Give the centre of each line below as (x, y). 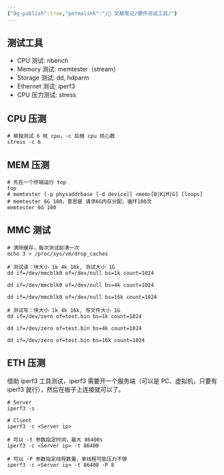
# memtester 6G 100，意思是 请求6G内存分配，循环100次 (80, 202)
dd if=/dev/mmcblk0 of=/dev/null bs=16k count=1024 (82, 297)
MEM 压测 (28, 165)
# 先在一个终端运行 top (37, 182)
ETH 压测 (26, 363)
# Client (19, 420)
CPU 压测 (27, 118)
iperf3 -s (21, 409)
